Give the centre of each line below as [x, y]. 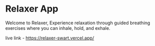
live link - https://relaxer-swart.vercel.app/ [50, 38]
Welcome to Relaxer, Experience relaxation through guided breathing [78, 23]
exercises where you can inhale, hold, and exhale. [58, 28]
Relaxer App [32, 9]
